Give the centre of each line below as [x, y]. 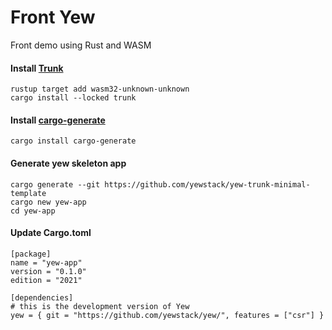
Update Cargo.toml [51, 233]
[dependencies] [42, 297]
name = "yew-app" [46, 262]
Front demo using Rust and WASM [81, 45]
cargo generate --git [55, 184]
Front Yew [53, 17]
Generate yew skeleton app [68, 163]
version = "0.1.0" [48, 271]
